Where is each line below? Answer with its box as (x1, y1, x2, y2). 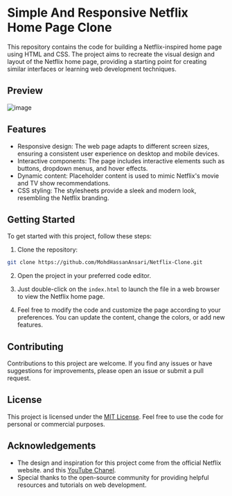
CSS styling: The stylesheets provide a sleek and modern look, (17, 186, 197, 195)
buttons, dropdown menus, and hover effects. (17, 164, 148, 172)
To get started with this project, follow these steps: (7, 232, 152, 240)
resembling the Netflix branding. (17, 193, 109, 202)
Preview (7, 85, 44, 97)
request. (7, 374, 31, 383)
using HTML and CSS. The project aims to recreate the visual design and (7, 50, 215, 58)
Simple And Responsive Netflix (7, 5, 189, 21)
